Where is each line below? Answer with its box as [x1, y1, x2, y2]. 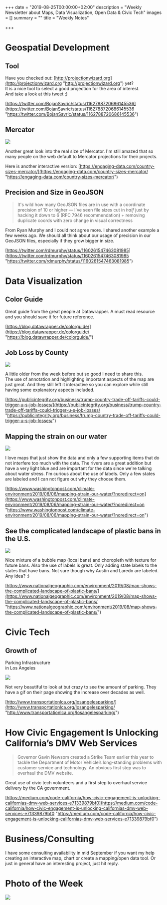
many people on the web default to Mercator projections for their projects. [5, 153, 158, 159]
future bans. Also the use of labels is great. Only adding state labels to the [5, 562, 157, 568]
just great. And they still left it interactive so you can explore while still [5, 382, 149, 388]
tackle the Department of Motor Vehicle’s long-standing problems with [17, 759, 162, 765]
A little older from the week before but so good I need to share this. [5, 371, 143, 377]
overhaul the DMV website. [17, 770, 73, 776]
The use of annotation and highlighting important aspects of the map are [5, 376, 155, 382]
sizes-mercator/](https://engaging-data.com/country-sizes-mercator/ [5, 168, 149, 174]
